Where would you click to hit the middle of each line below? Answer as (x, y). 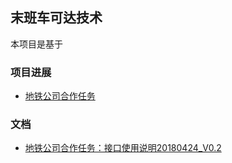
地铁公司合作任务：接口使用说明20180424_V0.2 (123, 148)
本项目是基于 (36, 44)
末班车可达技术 (56, 18)
